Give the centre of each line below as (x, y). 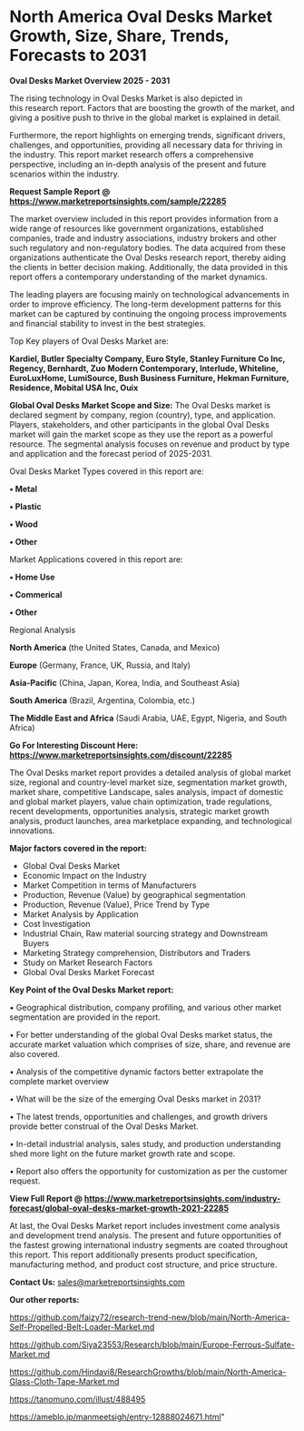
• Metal (24, 489)
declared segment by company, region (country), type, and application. (142, 415)
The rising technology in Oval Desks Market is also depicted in (126, 98)
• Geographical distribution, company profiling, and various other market (146, 1007)
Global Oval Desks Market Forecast (88, 972)
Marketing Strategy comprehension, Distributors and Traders (137, 952)
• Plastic (25, 506)
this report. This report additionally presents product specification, (134, 1255)
